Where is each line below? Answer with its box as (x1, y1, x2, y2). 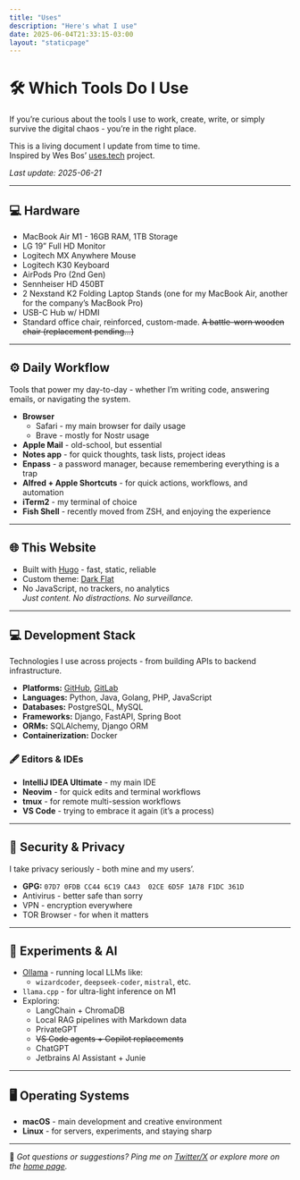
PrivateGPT (35, 1024, 79, 1035)
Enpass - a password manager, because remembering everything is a (21, 458, 279, 469)
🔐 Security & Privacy (9, 839, 125, 855)
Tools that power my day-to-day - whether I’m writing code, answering (9, 383, 270, 394)
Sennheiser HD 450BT (21, 279, 105, 289)
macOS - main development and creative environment (21, 1117, 222, 1127)
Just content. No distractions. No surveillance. (21, 592, 194, 603)
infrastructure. (9, 665, 62, 676)
